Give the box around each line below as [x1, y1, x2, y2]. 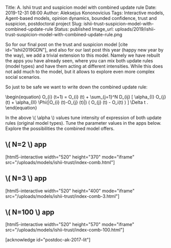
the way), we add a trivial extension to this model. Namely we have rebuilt [5, 52, 160, 58]
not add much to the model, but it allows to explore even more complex [5, 69, 155, 75]
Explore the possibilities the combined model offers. [5, 125, 115, 131]
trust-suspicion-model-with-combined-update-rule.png [5, 32, 123, 37]
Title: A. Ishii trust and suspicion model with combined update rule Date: [5, 5, 157, 10]
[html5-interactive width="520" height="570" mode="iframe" [5, 221, 134, 228]
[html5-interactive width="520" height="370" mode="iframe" [5, 153, 135, 160]
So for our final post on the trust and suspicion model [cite [5, 41, 128, 48]
